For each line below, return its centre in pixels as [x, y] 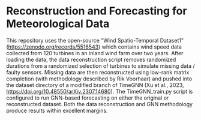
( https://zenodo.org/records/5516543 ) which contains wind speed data [94, 47]
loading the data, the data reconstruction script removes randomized [91, 59]
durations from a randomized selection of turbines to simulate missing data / [100, 66]
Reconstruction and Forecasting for [97, 11]
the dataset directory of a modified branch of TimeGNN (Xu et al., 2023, [95, 85]
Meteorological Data [58, 24]
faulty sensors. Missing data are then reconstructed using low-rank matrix [98, 72]
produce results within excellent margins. [57, 110]
